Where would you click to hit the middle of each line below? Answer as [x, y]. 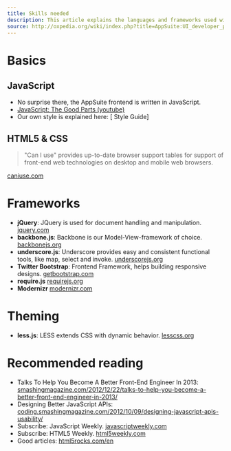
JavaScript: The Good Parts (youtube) [71, 109]
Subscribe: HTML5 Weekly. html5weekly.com [81, 433]
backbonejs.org [39, 244]
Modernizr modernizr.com [55, 289]
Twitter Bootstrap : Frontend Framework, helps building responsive [112, 266]
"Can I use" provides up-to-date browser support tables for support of [124, 155]
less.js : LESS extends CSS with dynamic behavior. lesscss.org [106, 335]
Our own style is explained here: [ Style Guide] [83, 117]
